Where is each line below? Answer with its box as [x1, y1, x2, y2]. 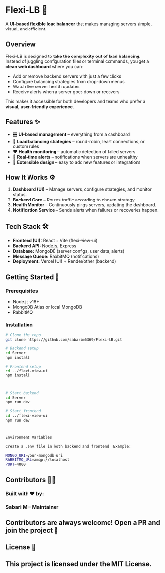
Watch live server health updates [12, 84, 80, 89]
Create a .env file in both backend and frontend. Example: [5, 444, 132, 449]
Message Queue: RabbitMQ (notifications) [12, 253, 99, 259]
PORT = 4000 [5, 462, 26, 467]
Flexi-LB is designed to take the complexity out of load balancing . [5, 53, 141, 59]
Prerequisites [5, 287, 38, 294]
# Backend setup [5, 346, 39, 351]
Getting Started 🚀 [5, 273, 60, 281]
